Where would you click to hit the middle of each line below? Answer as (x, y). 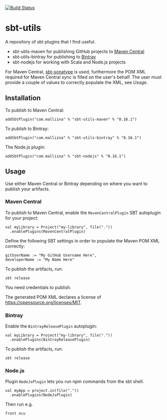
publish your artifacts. (28, 189)
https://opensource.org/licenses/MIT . (44, 302)
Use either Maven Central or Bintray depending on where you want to (77, 183)
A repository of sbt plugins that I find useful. (50, 41)
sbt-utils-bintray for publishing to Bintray (54, 56)
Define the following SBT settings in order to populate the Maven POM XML (83, 240)
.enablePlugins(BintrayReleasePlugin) (50, 340)
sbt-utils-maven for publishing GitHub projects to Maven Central (78, 51)
